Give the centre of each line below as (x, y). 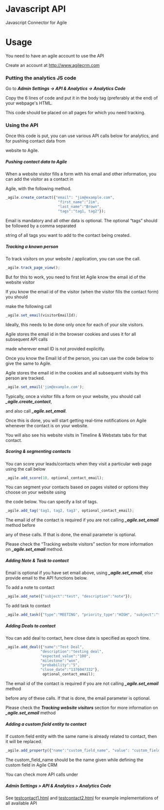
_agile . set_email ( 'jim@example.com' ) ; (45, 387)
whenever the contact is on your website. (47, 425)
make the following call (29, 306)
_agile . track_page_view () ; (33, 268)
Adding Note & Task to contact (37, 561)
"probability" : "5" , (60, 665)
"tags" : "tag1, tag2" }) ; (82, 211)
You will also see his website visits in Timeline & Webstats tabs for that (76, 435)
